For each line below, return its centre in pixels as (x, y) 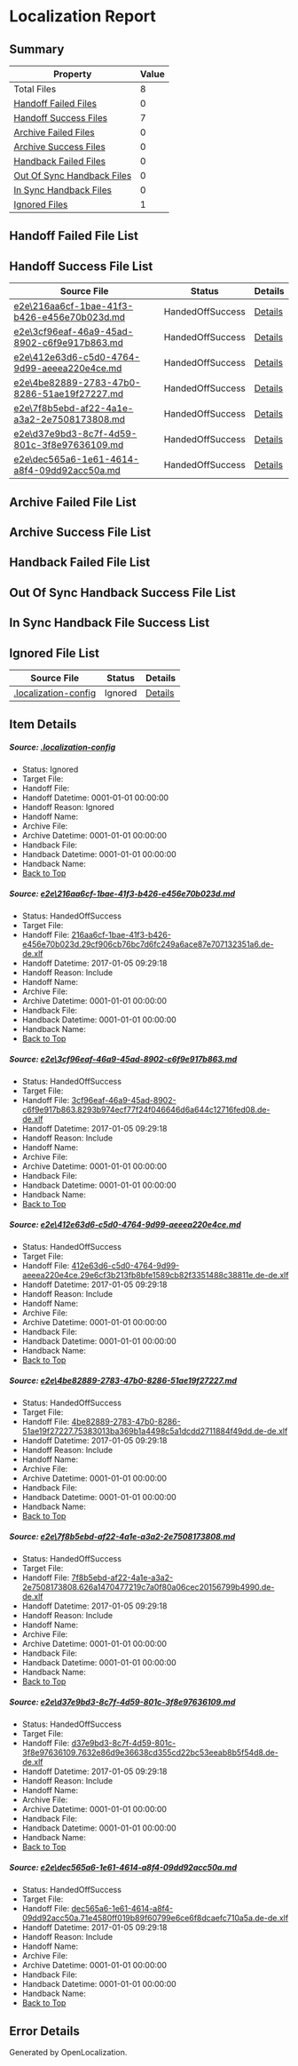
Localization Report (83, 16)
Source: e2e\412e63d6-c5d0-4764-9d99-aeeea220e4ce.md (125, 1224)
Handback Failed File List (80, 563)
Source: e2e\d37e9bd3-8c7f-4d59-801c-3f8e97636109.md (122, 1702)
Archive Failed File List (73, 502)
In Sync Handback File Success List (110, 623)
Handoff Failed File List (74, 236)
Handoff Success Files (61, 118)
